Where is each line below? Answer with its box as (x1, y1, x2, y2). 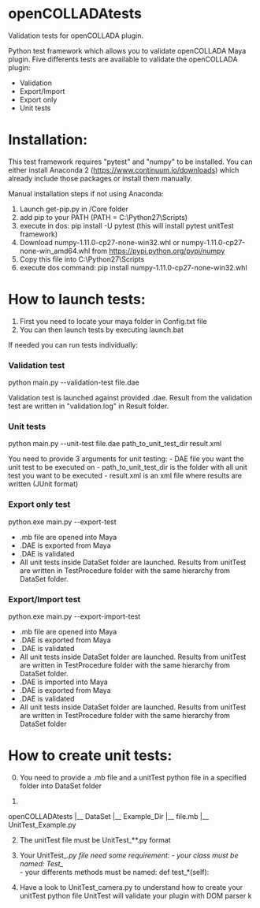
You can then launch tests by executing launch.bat (19, 325, 184, 334)
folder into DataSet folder (19, 781, 102, 791)
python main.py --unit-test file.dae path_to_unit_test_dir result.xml (8, 439, 222, 448)
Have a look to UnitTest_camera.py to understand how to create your (19, 882, 243, 891)
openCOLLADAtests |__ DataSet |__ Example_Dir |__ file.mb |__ (8, 811, 210, 821)
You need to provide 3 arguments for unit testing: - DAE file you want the (8, 454, 244, 463)
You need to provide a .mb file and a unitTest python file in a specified (19, 772, 247, 782)
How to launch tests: (8, 291, 146, 308)
